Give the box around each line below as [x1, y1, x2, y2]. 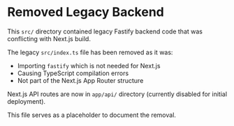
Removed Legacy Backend [7, 4, 164, 20]
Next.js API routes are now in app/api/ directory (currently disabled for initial [7, 90, 228, 98]
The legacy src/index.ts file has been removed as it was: [7, 48, 173, 56]
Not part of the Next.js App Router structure [17, 76, 144, 84]
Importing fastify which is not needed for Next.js [17, 61, 161, 70]
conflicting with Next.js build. [7, 34, 91, 42]
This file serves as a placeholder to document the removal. [7, 111, 177, 119]
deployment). [7, 97, 46, 105]
